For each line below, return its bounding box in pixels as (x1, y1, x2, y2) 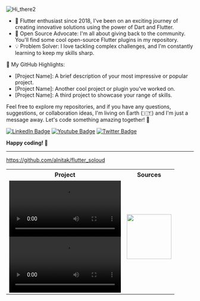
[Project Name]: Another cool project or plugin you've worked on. (14, 85, 176, 92)
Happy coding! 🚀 (6, 139, 48, 146)
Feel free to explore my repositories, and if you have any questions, (6, 103, 171, 110)
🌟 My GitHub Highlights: (6, 61, 65, 68)
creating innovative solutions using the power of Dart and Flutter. (14, 24, 174, 30)
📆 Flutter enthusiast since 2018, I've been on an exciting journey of (14, 17, 179, 24)
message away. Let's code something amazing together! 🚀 (6, 116, 150, 123)
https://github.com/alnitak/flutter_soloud (6, 156, 105, 164)
